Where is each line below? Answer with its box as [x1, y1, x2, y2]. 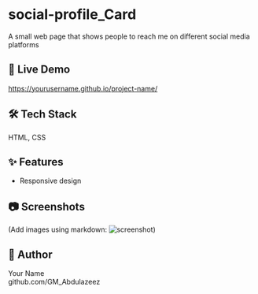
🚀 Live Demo [8, 63, 71, 76]
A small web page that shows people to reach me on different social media [8, 32, 250, 41]
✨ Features [8, 155, 64, 169]
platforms [8, 39, 39, 49]
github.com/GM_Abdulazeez [8, 277, 101, 286]
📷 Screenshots [8, 199, 85, 214]
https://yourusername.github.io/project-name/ [8, 84, 158, 93]
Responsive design [19, 176, 82, 186]
